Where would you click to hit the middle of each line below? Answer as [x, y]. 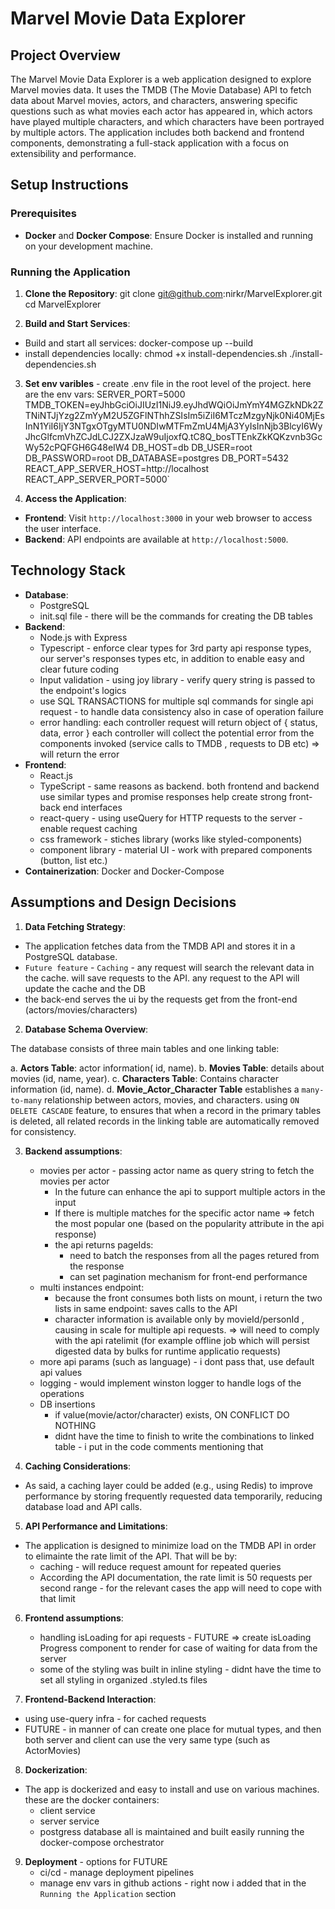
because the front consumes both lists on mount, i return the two [188, 1298]
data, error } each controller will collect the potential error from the [177, 733]
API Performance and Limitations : [96, 1526]
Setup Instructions [69, 185]
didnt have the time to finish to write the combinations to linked [184, 1436]
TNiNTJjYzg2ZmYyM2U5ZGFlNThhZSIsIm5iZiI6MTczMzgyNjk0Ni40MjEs [174, 415]
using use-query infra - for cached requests [115, 1718]
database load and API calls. [83, 1506]
